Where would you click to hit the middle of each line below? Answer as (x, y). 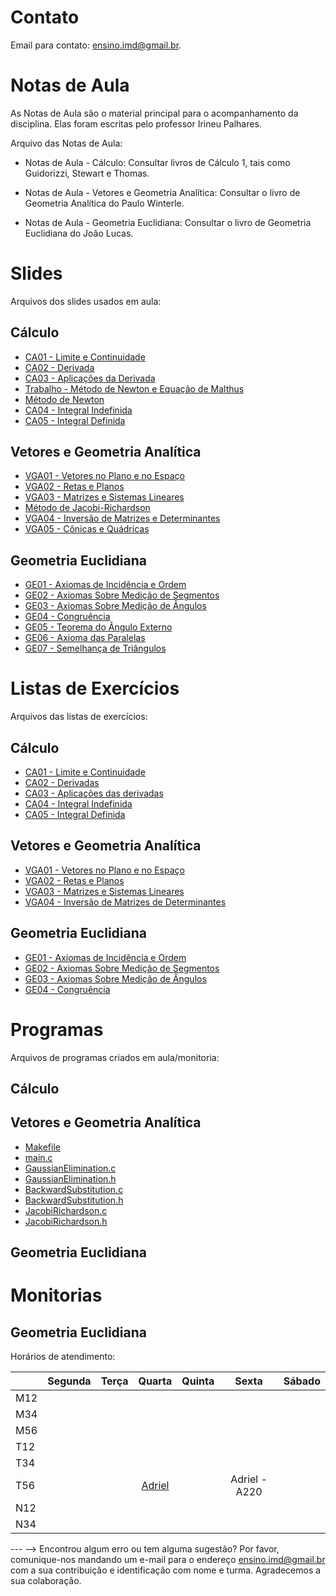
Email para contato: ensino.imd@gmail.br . (96, 45)
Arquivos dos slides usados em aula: (86, 301)
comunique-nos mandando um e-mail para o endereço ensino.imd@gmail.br (168, 1560)
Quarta (155, 1381)
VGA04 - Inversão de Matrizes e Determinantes (122, 518)
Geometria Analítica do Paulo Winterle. (104, 203)
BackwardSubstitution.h (74, 1200)
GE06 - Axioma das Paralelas (85, 638)
